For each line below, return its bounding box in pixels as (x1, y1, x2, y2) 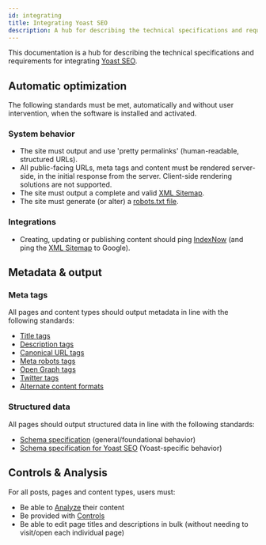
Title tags (19, 331, 51, 341)
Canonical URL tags (19, 348, 85, 358)
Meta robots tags (19, 357, 76, 366)
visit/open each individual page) (19, 528, 125, 537)
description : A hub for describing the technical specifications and (8, 26, 243, 34)
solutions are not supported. (19, 180, 112, 190)
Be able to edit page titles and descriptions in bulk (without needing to (19, 519, 249, 528)
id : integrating (8, 11, 62, 20)
